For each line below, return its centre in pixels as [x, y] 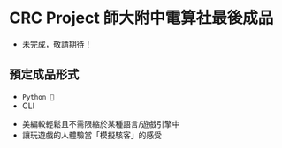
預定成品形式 [44, 74]
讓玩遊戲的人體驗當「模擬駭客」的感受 [91, 135]
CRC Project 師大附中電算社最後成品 [141, 18]
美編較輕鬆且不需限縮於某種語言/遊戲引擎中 [101, 123]
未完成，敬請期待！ [57, 44]
